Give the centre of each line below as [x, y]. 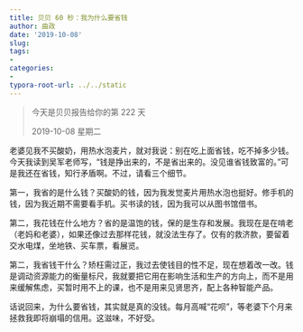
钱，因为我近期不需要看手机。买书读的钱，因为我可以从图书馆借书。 [136, 204]
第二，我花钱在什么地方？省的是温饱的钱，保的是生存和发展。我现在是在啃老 [151, 223]
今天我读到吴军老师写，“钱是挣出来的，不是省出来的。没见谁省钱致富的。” [145, 161]
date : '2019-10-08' [46, 34]
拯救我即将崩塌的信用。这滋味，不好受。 [84, 318]
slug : [19, 43]
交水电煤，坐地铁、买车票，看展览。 [77, 245]
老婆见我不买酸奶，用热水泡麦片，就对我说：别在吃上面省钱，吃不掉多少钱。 [151, 150]
